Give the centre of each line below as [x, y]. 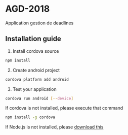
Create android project [36, 70]
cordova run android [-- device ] [39, 98]
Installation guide [33, 39]
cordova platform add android [37, 79]
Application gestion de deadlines [39, 23]
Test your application [34, 89]
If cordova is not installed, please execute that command [64, 108]
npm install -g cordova [30, 117]
